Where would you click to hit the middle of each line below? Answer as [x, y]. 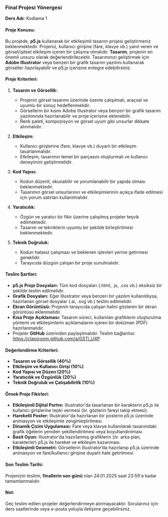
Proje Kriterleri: [22, 79]
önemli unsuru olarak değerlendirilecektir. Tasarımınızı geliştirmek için [77, 57]
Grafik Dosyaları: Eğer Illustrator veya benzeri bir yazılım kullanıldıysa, [85, 296]
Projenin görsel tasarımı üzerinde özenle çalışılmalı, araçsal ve [84, 100]
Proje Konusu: [20, 30]
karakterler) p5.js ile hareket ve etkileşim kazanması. [67, 442]
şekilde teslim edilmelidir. [38, 291]
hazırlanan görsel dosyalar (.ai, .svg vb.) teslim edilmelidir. [72, 301]
